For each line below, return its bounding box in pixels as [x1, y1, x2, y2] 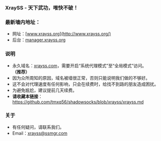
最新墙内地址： [5, 19, 41, 26]
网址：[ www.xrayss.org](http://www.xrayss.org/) [12, 31, 111, 37]
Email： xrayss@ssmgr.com [12, 130, 68, 136]
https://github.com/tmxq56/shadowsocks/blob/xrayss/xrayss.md [12, 99, 144, 105]
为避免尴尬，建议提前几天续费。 [12, 87, 77, 93]
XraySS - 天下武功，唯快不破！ [5, 4, 79, 11]
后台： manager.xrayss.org [12, 37, 66, 43]
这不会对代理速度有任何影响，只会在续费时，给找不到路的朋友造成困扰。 [12, 81, 159, 87]
